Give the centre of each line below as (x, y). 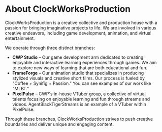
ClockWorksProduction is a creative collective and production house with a (81, 23)
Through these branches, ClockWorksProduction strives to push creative (79, 119)
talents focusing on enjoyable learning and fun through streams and (81, 99)
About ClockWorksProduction (68, 9)
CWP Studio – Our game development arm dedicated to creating (78, 57)
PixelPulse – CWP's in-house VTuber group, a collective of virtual (79, 94)
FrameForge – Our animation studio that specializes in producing (78, 73)
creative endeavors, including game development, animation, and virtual (78, 33)
